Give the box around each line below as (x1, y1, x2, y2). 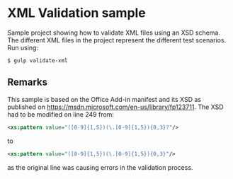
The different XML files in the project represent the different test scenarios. (7, 35, 227, 44)
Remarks (7, 76, 48, 88)
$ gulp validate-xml (7, 57, 69, 64)
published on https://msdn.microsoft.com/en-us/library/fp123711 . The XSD (7, 103, 225, 111)
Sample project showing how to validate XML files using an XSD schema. (7, 28, 221, 37)
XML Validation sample (7, 5, 147, 21)
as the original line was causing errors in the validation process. (7, 163, 193, 171)
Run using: (7, 43, 39, 52)
